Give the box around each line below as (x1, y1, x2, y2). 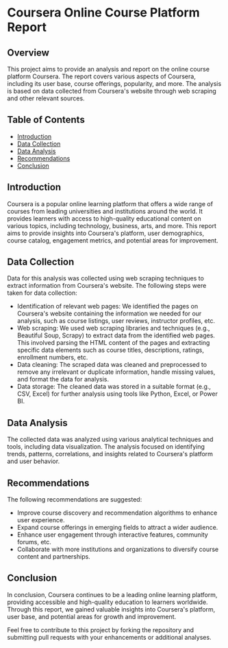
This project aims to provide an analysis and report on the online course (7, 65, 210, 73)
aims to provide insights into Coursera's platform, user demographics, (7, 229, 204, 237)
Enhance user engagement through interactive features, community (16, 530, 209, 539)
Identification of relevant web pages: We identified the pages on (16, 302, 199, 311)
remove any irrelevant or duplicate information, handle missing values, (16, 368, 216, 376)
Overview (7, 47, 50, 58)
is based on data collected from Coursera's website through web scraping (7, 87, 217, 95)
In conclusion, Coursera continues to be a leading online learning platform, (7, 590, 218, 599)
